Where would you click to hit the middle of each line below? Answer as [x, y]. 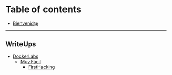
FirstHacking [41, 67]
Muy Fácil [30, 61]
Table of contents [44, 9]
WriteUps [21, 44]
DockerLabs [26, 56]
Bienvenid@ [25, 23]
